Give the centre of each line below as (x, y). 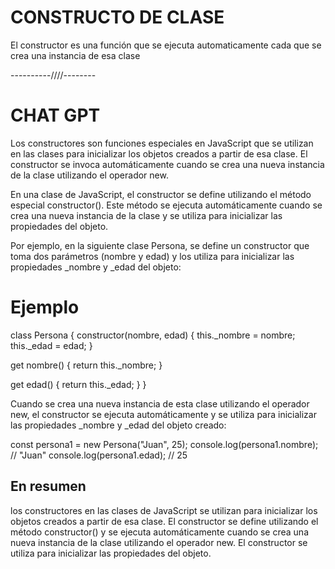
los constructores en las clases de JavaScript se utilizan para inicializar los (164, 510)
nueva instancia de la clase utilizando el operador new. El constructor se (159, 542)
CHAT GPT (55, 115)
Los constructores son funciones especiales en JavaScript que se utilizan (162, 143)
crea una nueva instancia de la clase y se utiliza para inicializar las (146, 215)
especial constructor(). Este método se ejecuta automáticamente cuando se (166, 205)
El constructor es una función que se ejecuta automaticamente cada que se (166, 45)
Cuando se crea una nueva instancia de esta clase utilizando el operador (160, 403)
